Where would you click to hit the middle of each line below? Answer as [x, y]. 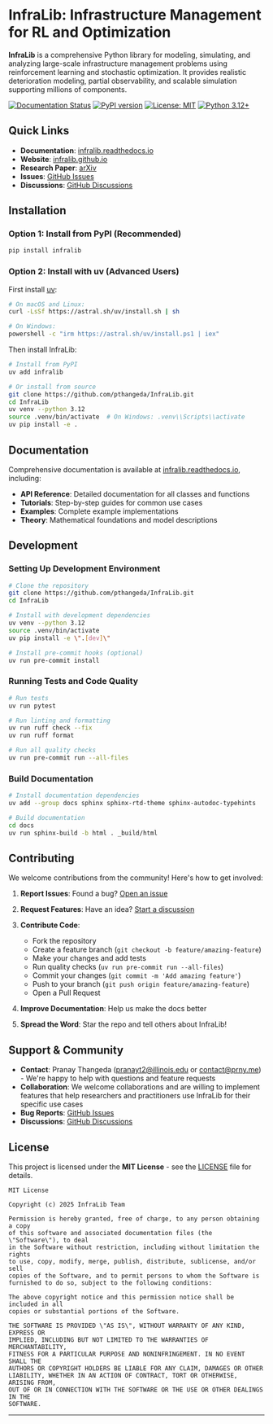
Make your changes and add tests [89, 958]
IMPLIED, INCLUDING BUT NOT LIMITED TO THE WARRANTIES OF [108, 1340]
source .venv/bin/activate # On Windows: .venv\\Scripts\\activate [127, 417]
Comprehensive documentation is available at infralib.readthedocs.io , [125, 469]
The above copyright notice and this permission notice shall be [121, 1297]
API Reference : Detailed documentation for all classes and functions [135, 493]
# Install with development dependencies [80, 616]
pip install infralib [45, 251]
